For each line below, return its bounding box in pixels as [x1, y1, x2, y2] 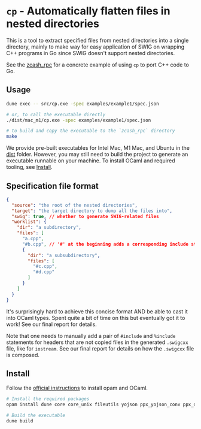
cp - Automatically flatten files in [6, 4, 170, 18]
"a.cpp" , [22, 235, 44, 242]
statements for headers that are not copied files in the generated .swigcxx [6, 339, 188, 346]
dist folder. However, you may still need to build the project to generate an [6, 151, 188, 158]
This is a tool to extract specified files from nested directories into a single [6, 37, 189, 44]
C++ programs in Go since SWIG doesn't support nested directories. [6, 49, 175, 56]
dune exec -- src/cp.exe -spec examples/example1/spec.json [6, 101, 160, 107]
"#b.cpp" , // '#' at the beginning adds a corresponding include [22, 241, 189, 247]
